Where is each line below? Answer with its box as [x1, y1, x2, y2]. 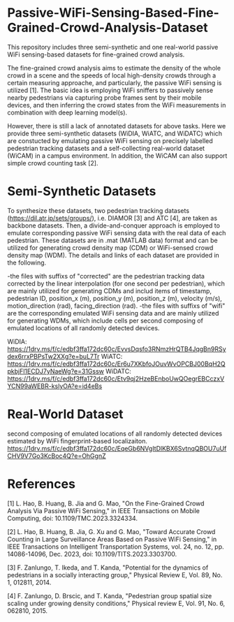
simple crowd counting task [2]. [7, 158, 99, 167]
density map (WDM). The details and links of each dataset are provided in [7, 251, 220, 259]
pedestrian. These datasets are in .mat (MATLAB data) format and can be [7, 236, 218, 244]
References [7, 476, 75, 491]
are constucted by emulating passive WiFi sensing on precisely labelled [7, 136, 213, 145]
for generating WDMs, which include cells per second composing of [7, 316, 204, 325]
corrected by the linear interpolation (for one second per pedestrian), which [7, 279, 225, 288]
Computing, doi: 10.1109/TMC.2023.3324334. [7, 514, 138, 522]
